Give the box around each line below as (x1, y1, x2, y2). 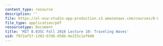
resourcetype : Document (5, 25, 53, 30)
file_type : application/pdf (5, 20, 62, 25)
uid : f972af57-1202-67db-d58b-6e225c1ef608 (5, 34, 95, 39)
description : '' (5, 11, 38, 16)
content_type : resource (5, 7, 53, 12)
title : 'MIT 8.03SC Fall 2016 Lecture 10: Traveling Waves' (5, 29, 130, 34)
